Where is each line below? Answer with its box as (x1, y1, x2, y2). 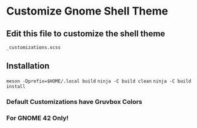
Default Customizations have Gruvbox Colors (6, 97, 142, 106)
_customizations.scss (6, 44, 61, 50)
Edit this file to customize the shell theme (6, 29, 165, 39)
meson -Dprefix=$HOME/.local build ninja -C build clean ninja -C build (6, 78, 192, 84)
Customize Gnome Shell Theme (6, 4, 169, 18)
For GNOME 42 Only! (6, 113, 69, 122)
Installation (6, 61, 50, 71)
